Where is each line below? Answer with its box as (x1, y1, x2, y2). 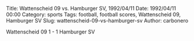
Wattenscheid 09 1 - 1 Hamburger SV (6, 28, 96, 35)
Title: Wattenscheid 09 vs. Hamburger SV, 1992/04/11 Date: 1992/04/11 (6, 5, 176, 12)
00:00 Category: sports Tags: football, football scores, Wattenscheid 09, (6, 11, 181, 18)
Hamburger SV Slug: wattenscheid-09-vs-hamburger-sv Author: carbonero (6, 17, 189, 24)
